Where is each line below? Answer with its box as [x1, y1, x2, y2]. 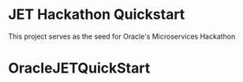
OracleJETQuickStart [8, 59, 151, 77]
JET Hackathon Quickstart [8, 6, 185, 24]
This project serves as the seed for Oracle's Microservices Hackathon [8, 32, 236, 41]
